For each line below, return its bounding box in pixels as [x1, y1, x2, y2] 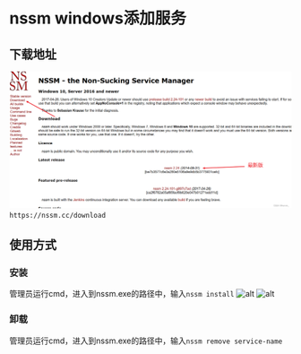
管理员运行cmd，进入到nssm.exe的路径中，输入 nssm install [9, 289, 235, 299]
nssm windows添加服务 [9, 8, 186, 29]
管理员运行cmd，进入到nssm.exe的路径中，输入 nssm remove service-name [9, 335, 283, 346]
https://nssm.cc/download [9, 211, 106, 220]
